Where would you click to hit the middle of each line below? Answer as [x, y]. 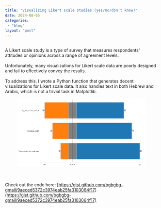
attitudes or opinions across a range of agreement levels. [62, 55]
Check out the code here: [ [32, 185]
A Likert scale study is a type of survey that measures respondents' [72, 50]
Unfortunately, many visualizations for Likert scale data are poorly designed [80, 66]
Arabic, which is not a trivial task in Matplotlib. [51, 92]
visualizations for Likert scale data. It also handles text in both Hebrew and [79, 86]
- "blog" [16, 26]
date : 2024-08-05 [23, 15]
